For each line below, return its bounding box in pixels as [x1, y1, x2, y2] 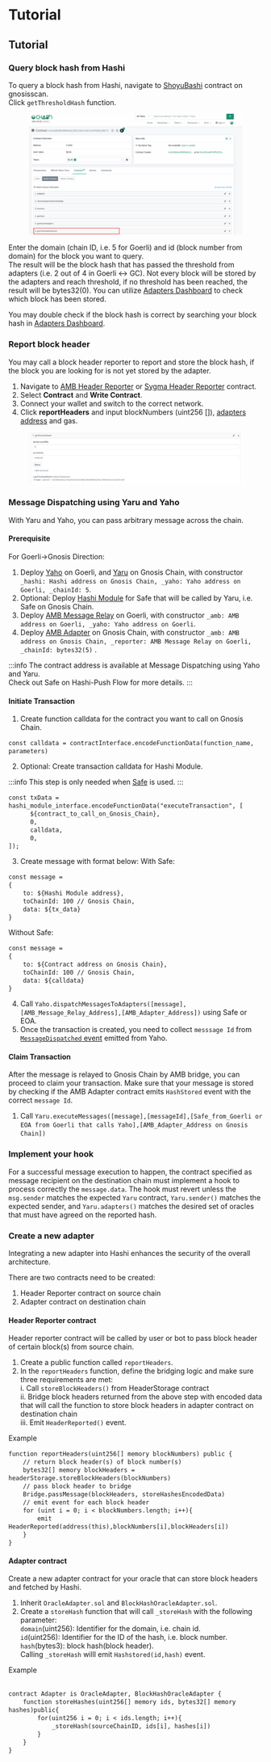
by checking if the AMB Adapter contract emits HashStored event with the [8, 1087, 252, 1097]
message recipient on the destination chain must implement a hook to [8, 1175, 240, 1185]
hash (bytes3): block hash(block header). [19, 1641, 155, 1650]
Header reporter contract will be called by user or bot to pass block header [8, 1334, 258, 1343]
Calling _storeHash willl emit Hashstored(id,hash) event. [19, 1650, 206, 1659]
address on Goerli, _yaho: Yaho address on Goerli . [19, 618, 196, 628]
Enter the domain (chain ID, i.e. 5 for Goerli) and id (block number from [8, 242, 243, 252]
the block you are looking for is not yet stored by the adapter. [8, 365, 211, 375]
